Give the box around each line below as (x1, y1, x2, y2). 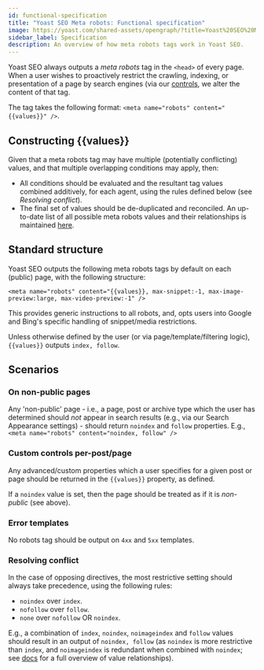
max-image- (208, 287, 244, 295)
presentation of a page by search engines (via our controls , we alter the (8, 80, 240, 89)
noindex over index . (19, 596, 82, 606)
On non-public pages (8, 387, 91, 398)
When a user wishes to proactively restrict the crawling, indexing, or (8, 71, 229, 80)
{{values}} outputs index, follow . (8, 340, 120, 350)
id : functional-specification (8, 11, 108, 20)
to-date (19, 212, 45, 221)
